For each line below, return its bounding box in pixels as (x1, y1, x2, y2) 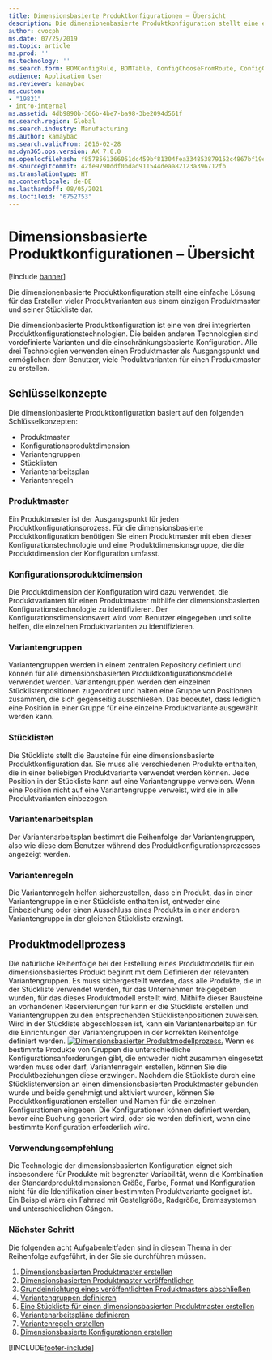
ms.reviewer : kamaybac (8, 79, 85, 87)
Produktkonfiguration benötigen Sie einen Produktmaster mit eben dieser (8, 531, 253, 541)
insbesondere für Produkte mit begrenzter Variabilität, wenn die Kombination (8, 1170, 264, 1179)
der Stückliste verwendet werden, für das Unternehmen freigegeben (8, 984, 237, 994)
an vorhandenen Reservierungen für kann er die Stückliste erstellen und (8, 1001, 249, 1011)
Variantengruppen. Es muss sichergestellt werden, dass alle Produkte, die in (8, 975, 262, 985)
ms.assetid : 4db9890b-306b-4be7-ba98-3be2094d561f (8, 110, 183, 118)
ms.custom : (8, 87, 45, 96)
